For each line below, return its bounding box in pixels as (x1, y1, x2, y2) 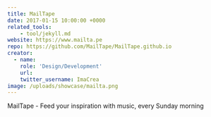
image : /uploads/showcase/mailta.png (7, 82, 119, 90)
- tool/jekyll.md (20, 30, 71, 37)
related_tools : (7, 23, 52, 30)
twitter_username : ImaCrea (20, 75, 100, 83)
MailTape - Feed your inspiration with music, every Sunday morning (7, 101, 205, 110)
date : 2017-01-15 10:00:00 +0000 (7, 17, 106, 24)
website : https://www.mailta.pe (7, 37, 102, 44)
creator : (7, 50, 33, 57)
